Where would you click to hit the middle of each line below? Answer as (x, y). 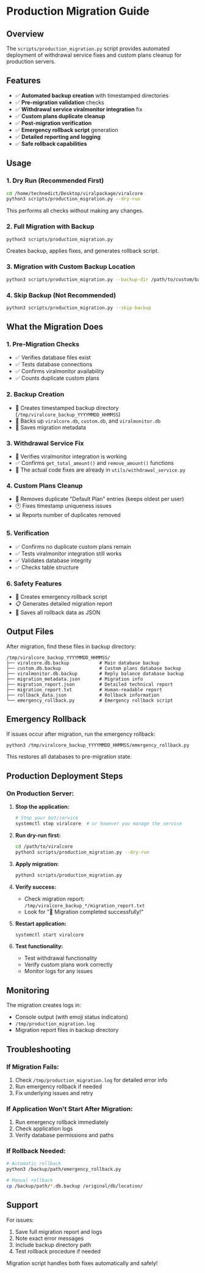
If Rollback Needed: (36, 1151)
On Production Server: (40, 793)
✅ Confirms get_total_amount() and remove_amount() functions (94, 463)
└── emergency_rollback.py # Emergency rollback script (90, 700)
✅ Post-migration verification (53, 123)
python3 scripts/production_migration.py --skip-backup (79, 308)
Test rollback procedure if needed (58, 1251)
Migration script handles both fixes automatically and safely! (82, 1263)
